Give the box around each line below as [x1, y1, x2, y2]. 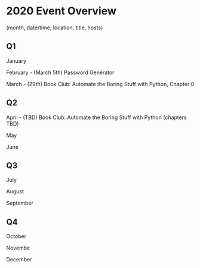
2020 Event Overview [6, 4, 116, 18]
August [6, 188, 24, 195]
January [6, 57, 27, 64]
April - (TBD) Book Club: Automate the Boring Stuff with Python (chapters [6, 114, 187, 121]
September [6, 199, 34, 207]
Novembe [6, 244, 30, 252]
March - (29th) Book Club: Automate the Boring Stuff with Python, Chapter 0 [6, 80, 195, 87]
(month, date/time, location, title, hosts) [6, 24, 103, 31]
